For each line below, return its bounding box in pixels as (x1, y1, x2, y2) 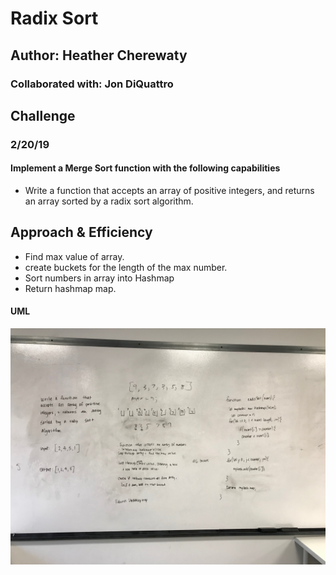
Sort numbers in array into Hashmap (24, 272, 175, 284)
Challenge (10, 107, 76, 124)
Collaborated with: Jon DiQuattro (10, 77, 174, 91)
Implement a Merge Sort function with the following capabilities (10, 162, 281, 174)
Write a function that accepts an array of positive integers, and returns (24, 185, 315, 197)
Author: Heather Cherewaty (10, 47, 188, 64)
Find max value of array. (24, 250, 125, 262)
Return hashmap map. (24, 282, 117, 294)
